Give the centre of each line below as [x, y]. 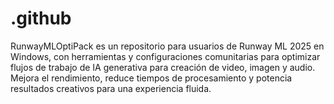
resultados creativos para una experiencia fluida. [111, 88]
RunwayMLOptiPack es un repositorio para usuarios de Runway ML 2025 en [167, 46]
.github [41, 18]
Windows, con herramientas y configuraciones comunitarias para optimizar [165, 56]
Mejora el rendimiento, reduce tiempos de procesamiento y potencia [151, 78]
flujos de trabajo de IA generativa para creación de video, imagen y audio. [163, 67]
